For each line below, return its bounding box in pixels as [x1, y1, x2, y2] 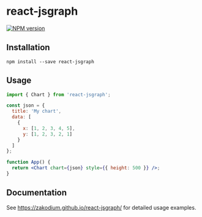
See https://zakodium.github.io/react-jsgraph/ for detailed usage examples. [6, 204, 196, 211]
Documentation [6, 188, 67, 198]
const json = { [6, 102, 45, 108]
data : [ [12, 114, 32, 120]
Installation [6, 42, 50, 53]
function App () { [6, 159, 51, 166]
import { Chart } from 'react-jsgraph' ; [6, 91, 111, 97]
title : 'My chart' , [12, 108, 62, 115]
